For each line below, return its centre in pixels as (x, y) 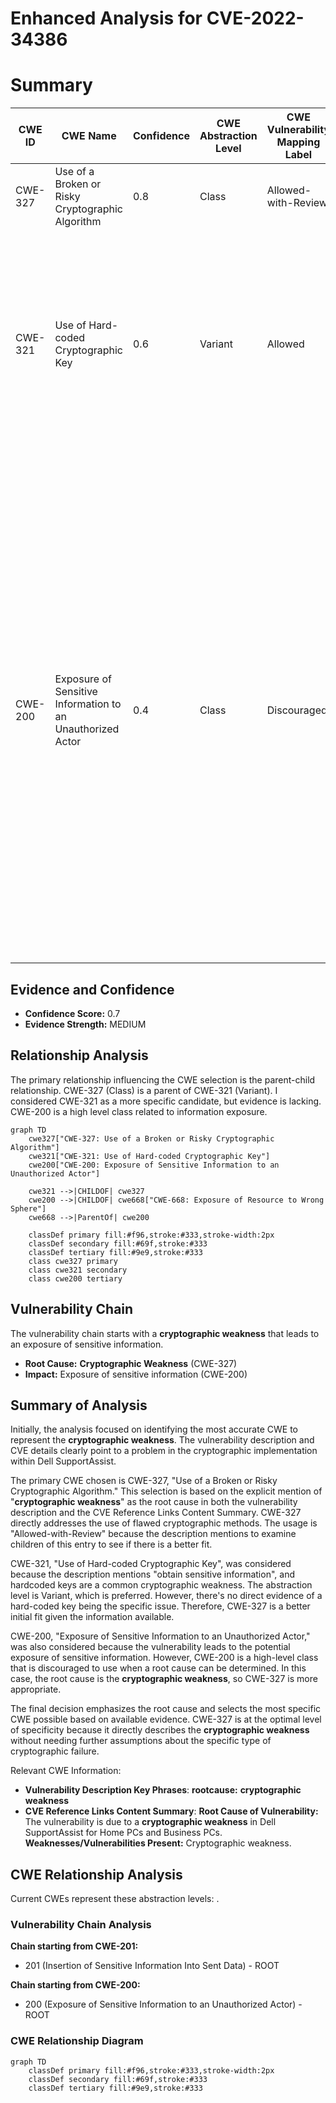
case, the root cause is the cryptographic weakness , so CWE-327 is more (164, 1679)
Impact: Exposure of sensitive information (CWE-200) (136, 1374)
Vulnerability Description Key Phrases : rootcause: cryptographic (163, 1790)
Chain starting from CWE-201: (74, 1946)
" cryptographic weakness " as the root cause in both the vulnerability (154, 1502)
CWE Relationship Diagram (77, 2041)
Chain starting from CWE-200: (75, 1985)
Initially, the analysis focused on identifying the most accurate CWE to (154, 1429)
